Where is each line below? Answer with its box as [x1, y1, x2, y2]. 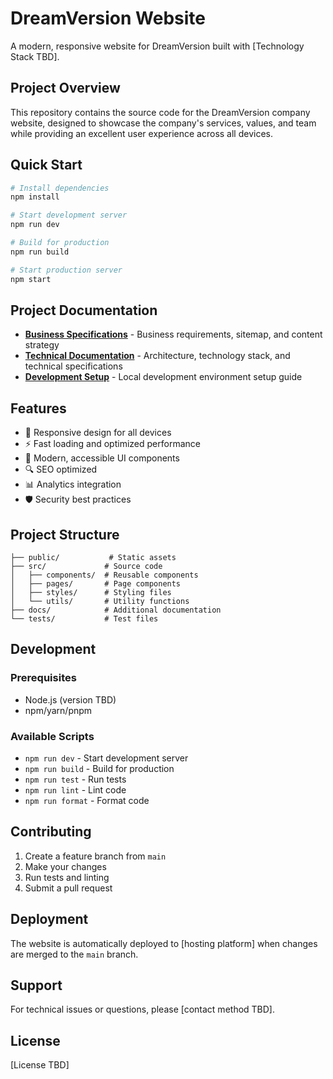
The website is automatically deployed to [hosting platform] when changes [10, 937, 318, 949]
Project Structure [10, 526, 120, 543]
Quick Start [10, 157, 83, 174]
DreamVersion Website [10, 7, 206, 30]
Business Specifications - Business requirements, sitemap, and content [24, 328, 323, 341]
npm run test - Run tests [24, 773, 127, 785]
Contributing [10, 823, 92, 841]
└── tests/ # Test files [10, 614, 159, 624]
